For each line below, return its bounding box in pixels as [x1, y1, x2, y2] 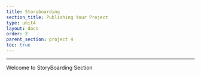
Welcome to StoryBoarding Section [6, 64, 93, 71]
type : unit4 [6, 20, 36, 26]
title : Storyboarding [6, 8, 60, 15]
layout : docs [6, 25, 39, 32]
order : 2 [6, 31, 28, 37]
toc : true [6, 42, 31, 48]
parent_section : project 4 [6, 36, 74, 42]
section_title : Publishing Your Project [6, 14, 109, 20]
